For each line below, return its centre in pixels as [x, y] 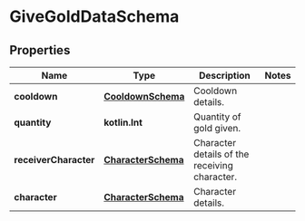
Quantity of [218, 117]
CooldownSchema [144, 96]
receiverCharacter [54, 160]
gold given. [217, 128]
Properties [40, 50]
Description [225, 76]
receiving [213, 165]
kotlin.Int [123, 122]
